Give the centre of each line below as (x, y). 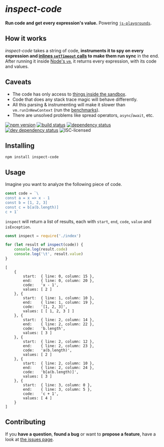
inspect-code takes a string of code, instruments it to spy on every (75, 50)
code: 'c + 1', (41, 394)
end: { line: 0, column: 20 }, (59, 280)
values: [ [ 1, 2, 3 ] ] (49, 311)
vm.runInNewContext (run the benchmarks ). (56, 110)
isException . (18, 227)
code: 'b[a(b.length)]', (51, 372)
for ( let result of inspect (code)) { (44, 245)
